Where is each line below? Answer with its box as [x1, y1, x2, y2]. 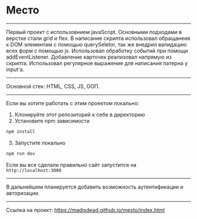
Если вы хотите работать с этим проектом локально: [6, 99, 140, 106]
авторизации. [6, 189, 40, 197]
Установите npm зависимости [14, 117, 90, 124]
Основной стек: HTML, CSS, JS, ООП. [6, 83, 100, 90]
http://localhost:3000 [6, 167, 62, 173]
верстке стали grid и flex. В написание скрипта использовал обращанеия [6, 35, 191, 42]
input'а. [6, 66, 25, 73]
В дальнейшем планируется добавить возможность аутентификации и [6, 183, 184, 190]
